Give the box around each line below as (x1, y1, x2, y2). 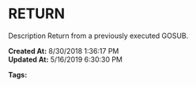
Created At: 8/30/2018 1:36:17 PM (8, 46, 119, 55)
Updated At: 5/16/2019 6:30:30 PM (8, 55, 122, 64)
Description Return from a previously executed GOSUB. (8, 31, 189, 40)
